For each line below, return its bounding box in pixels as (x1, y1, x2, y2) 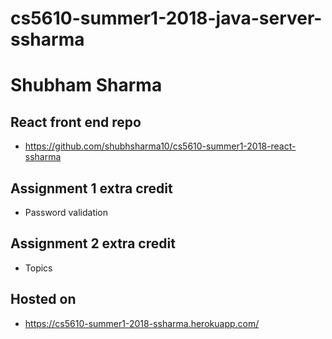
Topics (24, 262, 53, 274)
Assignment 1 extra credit (10, 180, 173, 197)
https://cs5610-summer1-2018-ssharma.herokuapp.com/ (24, 317, 260, 329)
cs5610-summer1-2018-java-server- (10, 7, 323, 30)
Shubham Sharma (10, 74, 163, 97)
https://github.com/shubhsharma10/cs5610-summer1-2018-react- (24, 140, 297, 152)
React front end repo (10, 113, 142, 131)
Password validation (24, 207, 109, 218)
